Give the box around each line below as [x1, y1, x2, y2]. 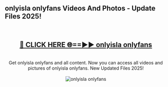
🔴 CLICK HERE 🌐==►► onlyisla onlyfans [19, 40, 153, 49]
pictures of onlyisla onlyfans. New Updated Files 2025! [27, 65, 144, 71]
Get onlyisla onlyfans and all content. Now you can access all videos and [9, 59, 163, 66]
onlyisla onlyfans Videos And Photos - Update [5, 4, 156, 13]
